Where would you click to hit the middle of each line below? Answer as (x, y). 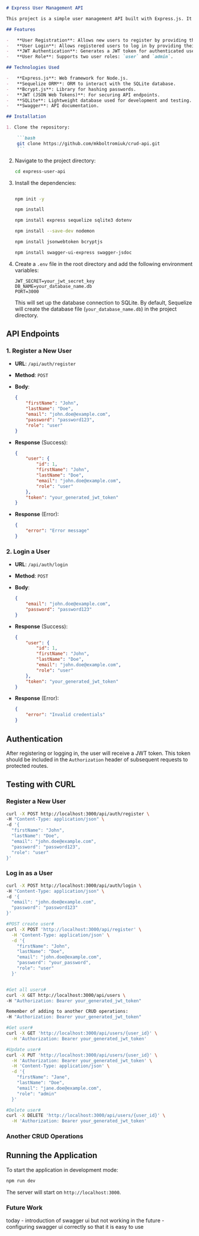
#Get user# (20, 1028)
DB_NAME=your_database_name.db (53, 286)
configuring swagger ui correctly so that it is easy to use (75, 1227)
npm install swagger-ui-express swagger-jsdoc (73, 252)
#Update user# (24, 1049)
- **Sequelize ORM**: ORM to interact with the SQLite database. (91, 84)
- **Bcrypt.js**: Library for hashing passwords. (71, 89)
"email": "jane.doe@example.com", (59, 1088)
